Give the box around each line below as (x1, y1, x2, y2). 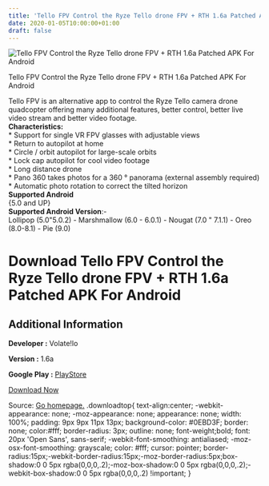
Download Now (8, 385, 59, 395)
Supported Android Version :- (8, 207, 107, 217)
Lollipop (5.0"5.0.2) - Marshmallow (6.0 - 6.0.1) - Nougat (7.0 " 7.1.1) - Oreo (8, 215, 252, 225)
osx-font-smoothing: (8, 443, 77, 452)
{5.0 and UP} (8, 198, 51, 208)
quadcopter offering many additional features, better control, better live (8, 105, 244, 114)
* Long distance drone (8, 165, 82, 174)
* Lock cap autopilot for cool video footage (8, 156, 151, 165)
